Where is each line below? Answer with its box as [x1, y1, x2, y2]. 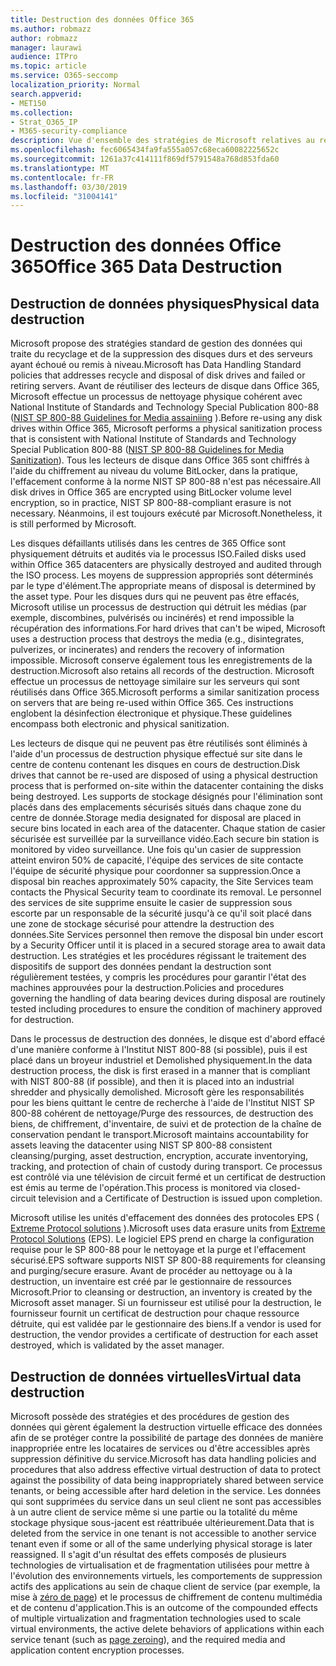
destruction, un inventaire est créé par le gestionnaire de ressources [10, 1276, 292, 1288]
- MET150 [10, 98, 47, 108]
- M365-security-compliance [10, 126, 128, 136]
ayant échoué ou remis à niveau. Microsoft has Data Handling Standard [10, 359, 302, 371]
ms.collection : [10, 107, 74, 118]
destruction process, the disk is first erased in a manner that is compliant [10, 1065, 311, 1077]
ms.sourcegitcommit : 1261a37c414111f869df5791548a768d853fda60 [10, 154, 280, 164]
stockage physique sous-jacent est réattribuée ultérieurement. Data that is [10, 1517, 315, 1529]
